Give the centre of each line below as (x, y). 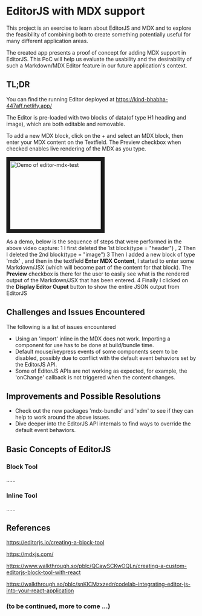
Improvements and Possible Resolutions (84, 396)
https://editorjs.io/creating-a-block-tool (55, 543)
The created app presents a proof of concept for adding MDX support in (96, 52)
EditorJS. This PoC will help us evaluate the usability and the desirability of (99, 59)
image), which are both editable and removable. (66, 124)
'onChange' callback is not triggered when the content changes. (95, 377)
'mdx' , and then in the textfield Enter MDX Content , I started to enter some (100, 261)
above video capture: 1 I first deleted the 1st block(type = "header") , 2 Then (101, 248)
